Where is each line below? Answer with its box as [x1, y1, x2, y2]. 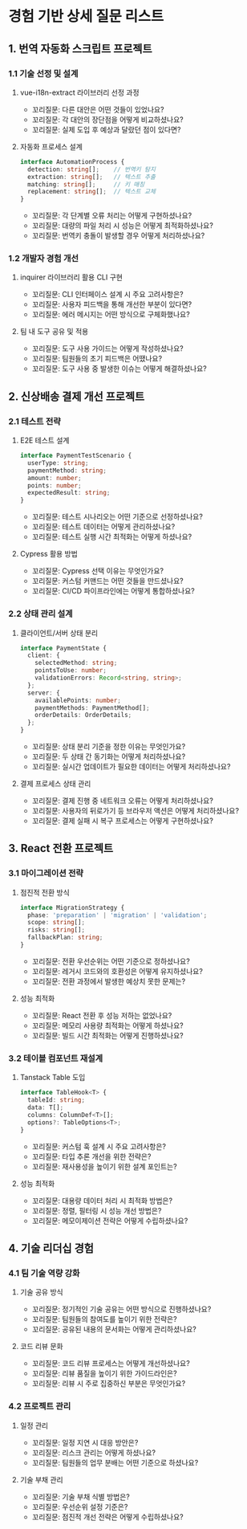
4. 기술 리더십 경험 [8, 1242, 95, 1255]
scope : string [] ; [27, 919, 86, 927]
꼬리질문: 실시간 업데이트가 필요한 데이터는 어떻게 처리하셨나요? [31, 762, 231, 772]
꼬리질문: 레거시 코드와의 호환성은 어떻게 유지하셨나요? [31, 966, 203, 976]
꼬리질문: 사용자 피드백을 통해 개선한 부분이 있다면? [31, 300, 192, 309]
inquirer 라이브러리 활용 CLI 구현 [19, 272, 123, 282]
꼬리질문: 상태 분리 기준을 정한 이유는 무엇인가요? [31, 742, 186, 752]
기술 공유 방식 [19, 1287, 63, 1297]
